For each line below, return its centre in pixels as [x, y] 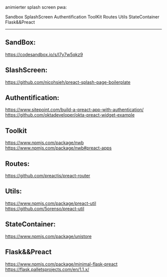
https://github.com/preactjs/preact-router [48, 176]
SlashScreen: [26, 70]
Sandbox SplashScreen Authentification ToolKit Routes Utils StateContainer [83, 17]
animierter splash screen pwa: [36, 7]
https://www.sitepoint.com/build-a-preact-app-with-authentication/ [75, 110]
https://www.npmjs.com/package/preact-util [51, 203]
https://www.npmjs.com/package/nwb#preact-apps [58, 148]
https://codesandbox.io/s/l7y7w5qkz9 [44, 54]
